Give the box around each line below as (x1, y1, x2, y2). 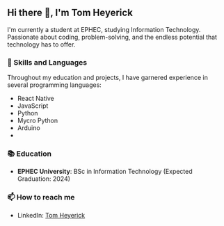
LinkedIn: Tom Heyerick (17, 211, 86, 219)
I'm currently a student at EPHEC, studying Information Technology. (7, 25, 201, 33)
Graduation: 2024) (17, 175, 71, 183)
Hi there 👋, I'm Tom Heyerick (7, 7, 134, 19)
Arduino (17, 124, 40, 132)
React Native (17, 95, 54, 103)
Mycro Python (17, 116, 58, 125)
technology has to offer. (7, 40, 76, 49)
